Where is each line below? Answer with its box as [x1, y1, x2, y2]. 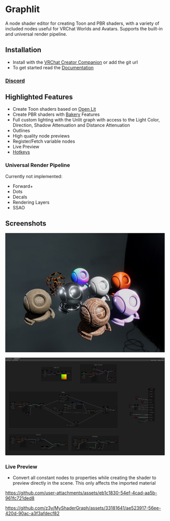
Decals [12, 194, 27, 200]
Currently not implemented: [5, 173, 63, 179]
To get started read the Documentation [12, 64, 94, 70]
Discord [5, 77, 25, 84]
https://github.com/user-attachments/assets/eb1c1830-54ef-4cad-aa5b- [5, 490, 157, 496]
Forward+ [12, 183, 33, 189]
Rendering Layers [12, 199, 50, 205]
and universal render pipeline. [5, 31, 67, 37]
